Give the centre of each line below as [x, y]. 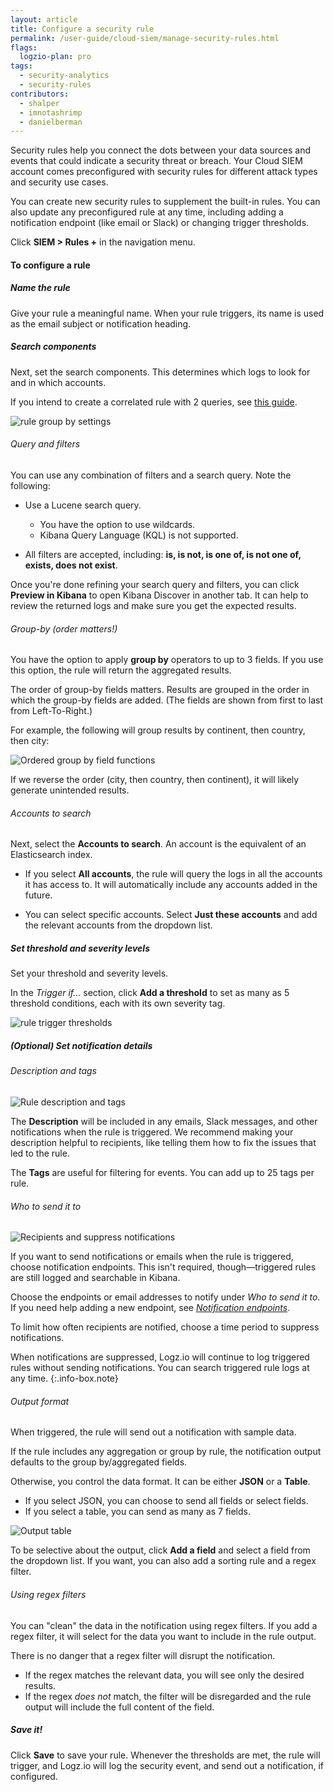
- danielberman [51, 122]
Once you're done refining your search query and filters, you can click [155, 584]
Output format [40, 1401]
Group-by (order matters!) [64, 628]
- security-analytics [64, 76]
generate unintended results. [70, 790]
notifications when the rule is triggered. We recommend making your [152, 1132]
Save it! [26, 1730]
